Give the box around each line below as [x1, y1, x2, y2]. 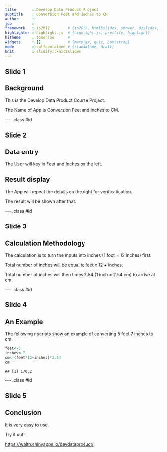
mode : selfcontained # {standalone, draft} [5, 44, 114, 49]
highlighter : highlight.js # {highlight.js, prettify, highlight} [5, 30, 150, 35]
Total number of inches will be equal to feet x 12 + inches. [5, 262, 123, 268]
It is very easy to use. [5, 422, 49, 428]
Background [5, 84, 44, 92]
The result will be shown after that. [5, 198, 76, 204]
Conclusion [5, 408, 42, 417]
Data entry [5, 148, 39, 156]
